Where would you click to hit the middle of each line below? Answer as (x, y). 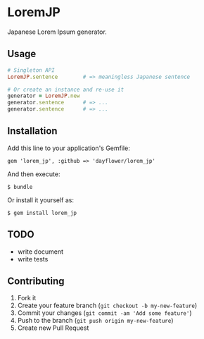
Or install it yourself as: (40, 200)
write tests (33, 259)
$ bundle (20, 187)
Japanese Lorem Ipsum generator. (57, 32)
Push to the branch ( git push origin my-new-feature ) (95, 321)
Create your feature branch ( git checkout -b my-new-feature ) (107, 306)
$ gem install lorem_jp (42, 213)
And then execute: (34, 174)
